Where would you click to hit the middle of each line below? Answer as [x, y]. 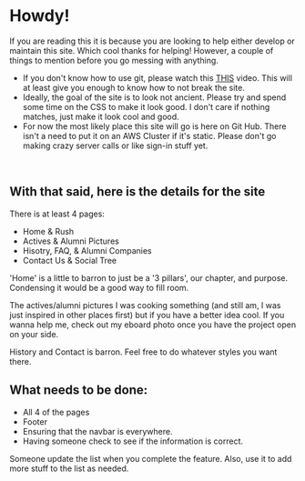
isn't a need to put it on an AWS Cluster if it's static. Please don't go [149, 135]
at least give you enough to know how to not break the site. [134, 87]
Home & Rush [48, 231]
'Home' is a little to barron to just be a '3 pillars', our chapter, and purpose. [149, 277]
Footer [35, 421]
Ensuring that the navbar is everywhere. [97, 431]
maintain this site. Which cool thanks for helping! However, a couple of [142, 50]
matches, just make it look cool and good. [101, 116]
